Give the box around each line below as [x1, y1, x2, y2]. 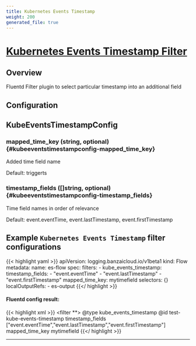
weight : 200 [6, 14, 35, 20]
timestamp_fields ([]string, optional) [6, 184, 111, 192]
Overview [6, 68, 43, 78]
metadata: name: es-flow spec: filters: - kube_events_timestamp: [6, 264, 162, 271]
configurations [6, 242, 61, 252]
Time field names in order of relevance [6, 205, 99, 212]
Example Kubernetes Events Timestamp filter [6, 233, 166, 243]
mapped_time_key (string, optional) [6, 138, 110, 146]
